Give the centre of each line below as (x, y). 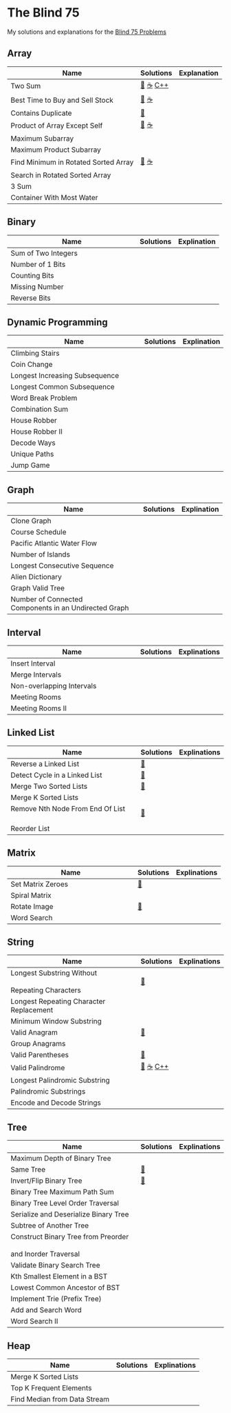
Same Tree (28, 1170)
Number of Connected (47, 599)
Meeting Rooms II (39, 708)
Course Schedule (38, 532)
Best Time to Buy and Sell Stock (62, 100)
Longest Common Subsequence (63, 387)
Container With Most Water (54, 197)
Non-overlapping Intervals (54, 686)
